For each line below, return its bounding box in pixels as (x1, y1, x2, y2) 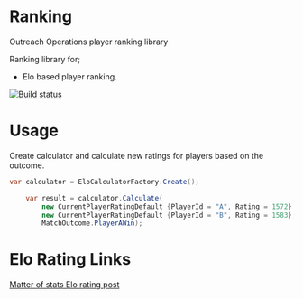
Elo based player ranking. (22, 70, 117, 82)
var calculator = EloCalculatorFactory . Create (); (9, 177, 200, 186)
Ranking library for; (9, 53, 81, 64)
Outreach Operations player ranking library (9, 36, 169, 47)
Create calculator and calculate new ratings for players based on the (9, 150, 264, 161)
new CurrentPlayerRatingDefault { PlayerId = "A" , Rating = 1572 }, (41, 201, 297, 211)
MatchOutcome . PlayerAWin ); (41, 219, 143, 228)
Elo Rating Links (9, 249, 132, 270)
